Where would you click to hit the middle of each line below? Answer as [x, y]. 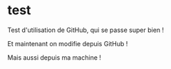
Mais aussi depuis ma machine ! [55, 57]
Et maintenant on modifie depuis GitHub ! [68, 43]
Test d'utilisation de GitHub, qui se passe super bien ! [86, 30]
